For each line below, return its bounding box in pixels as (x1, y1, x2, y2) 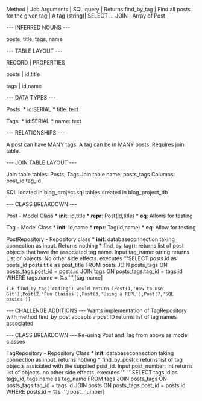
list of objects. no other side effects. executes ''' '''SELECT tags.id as (6, 369, 178, 376)
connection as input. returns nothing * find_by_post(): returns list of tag (6, 356, 183, 363)
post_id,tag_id (6, 177, 41, 184)
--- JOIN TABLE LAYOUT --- (6, 159, 77, 166)
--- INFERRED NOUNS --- (6, 24, 71, 31)
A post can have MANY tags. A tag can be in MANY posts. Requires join (6, 141, 185, 148)
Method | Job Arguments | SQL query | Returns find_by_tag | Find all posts (6, 6, 191, 13)
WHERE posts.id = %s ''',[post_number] (6, 388, 105, 395)
